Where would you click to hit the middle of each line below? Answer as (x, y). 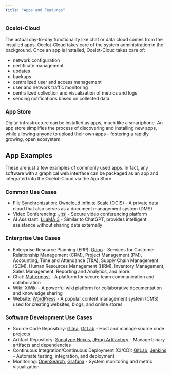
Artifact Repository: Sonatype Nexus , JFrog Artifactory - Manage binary (89, 339)
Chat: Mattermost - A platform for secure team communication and (83, 277)
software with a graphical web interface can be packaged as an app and (82, 173)
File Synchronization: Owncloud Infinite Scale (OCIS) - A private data (85, 203)
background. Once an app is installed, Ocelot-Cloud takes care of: (75, 50)
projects (22, 334)
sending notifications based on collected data (61, 98)
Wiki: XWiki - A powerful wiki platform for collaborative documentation (87, 288)
